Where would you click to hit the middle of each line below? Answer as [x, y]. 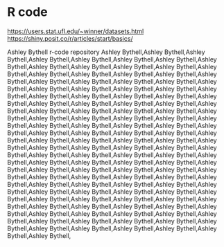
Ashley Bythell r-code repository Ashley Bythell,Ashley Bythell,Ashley [106, 52]
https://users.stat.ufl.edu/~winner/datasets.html [76, 31]
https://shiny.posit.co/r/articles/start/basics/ [70, 38]
